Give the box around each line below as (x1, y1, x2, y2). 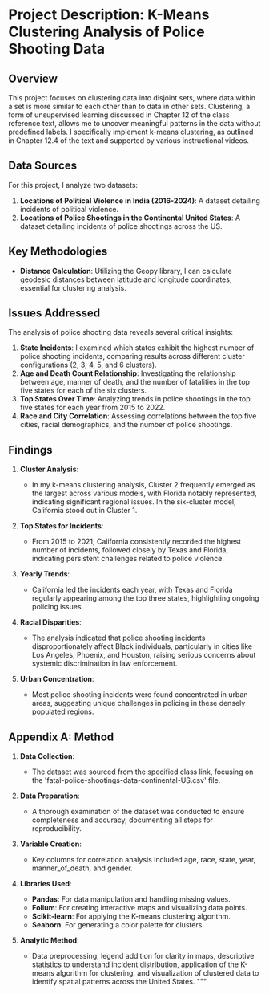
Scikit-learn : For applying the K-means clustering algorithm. (31, 911, 231, 921)
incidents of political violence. (19, 204, 118, 214)
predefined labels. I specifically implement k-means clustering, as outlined (8, 127, 254, 136)
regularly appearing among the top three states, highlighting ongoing (31, 593, 259, 603)
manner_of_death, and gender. (31, 863, 134, 873)
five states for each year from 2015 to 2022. (19, 403, 166, 413)
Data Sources (8, 159, 78, 173)
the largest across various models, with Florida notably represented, (31, 488, 257, 499)
